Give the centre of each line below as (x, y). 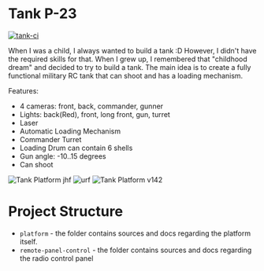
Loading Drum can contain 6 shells (76, 148)
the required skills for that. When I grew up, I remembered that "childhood (128, 59)
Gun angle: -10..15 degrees (63, 156)
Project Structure (66, 212)
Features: (24, 90)
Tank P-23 (43, 14)
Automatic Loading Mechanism (70, 131)
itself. (28, 241)
